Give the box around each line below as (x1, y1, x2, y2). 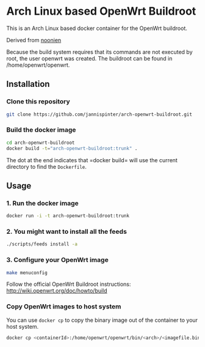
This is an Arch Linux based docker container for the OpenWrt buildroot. (6, 24, 188, 32)
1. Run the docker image (6, 199, 79, 207)
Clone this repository (6, 97, 70, 106)
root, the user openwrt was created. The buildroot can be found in (6, 54, 173, 62)
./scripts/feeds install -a (6, 241, 78, 247)
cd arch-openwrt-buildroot (6, 140, 75, 146)
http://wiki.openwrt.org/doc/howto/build (6, 287, 108, 294)
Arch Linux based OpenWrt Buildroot (6, 4, 196, 18)
